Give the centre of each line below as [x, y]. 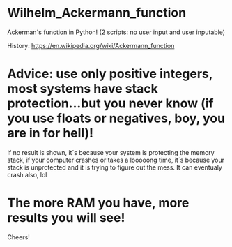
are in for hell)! [51, 133]
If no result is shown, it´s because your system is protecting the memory [111, 152]
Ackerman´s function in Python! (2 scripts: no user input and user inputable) [116, 32]
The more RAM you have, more [98, 203]
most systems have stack [83, 89]
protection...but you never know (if [110, 104]
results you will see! [66, 218]
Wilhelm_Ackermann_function [97, 13]
